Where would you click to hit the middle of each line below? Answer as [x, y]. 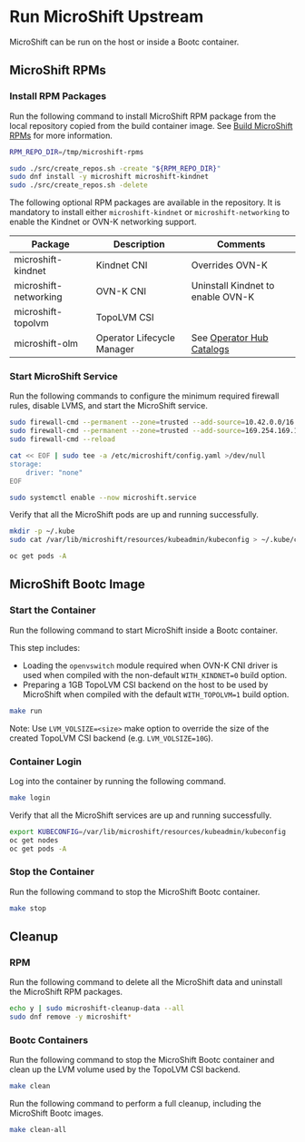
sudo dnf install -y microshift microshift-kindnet [109, 177]
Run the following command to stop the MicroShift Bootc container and [142, 1060]
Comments [241, 244]
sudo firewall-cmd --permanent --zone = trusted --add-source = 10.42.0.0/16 [152, 423]
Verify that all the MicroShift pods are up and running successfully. [134, 515]
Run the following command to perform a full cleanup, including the [135, 1104]
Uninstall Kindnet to [233, 286]
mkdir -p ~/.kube [42, 532]
